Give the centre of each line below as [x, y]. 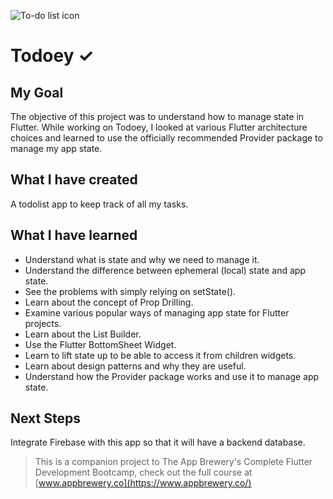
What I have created [74, 180]
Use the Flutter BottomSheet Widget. [100, 344]
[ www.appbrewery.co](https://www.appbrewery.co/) [143, 483]
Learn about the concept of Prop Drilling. [109, 302]
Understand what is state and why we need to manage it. [142, 259]
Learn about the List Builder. [83, 334]
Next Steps [45, 418]
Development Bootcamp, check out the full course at [143, 472]
